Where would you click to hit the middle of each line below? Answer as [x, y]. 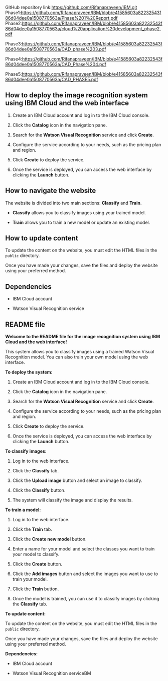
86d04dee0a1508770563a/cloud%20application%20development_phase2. [83, 29]
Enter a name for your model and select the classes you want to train [83, 549]
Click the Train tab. [32, 529]
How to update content [42, 238]
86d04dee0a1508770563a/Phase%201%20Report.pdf [61, 18]
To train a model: [23, 510]
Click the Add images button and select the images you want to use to [85, 574]
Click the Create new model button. [49, 539]
